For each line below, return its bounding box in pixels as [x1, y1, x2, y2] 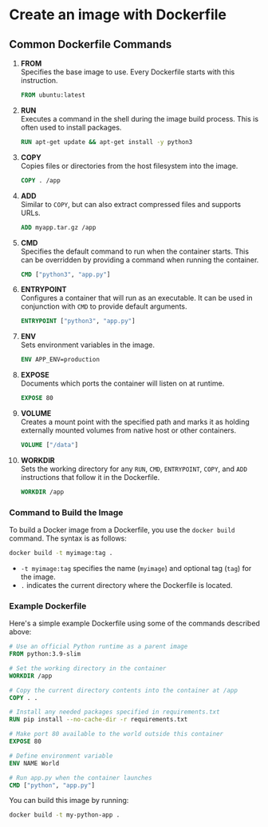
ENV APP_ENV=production [20, 356, 100, 364]
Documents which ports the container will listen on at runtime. [20, 378, 225, 389]
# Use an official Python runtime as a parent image [9, 642, 188, 651]
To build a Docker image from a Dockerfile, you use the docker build [9, 525, 235, 535]
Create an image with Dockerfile [9, 6, 227, 24]
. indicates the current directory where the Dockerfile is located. [20, 580, 233, 589]
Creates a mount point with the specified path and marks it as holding [20, 417, 250, 426]
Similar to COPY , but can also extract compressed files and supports [20, 199, 242, 209]
